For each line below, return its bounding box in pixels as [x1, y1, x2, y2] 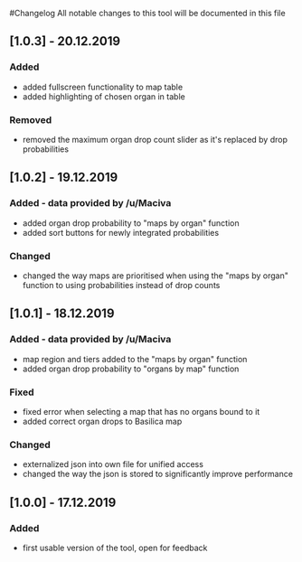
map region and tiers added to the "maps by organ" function [22, 353, 248, 364]
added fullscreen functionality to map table [22, 81, 184, 92]
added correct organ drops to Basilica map [22, 416, 183, 426]
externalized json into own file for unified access [22, 459, 203, 470]
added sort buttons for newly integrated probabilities [22, 227, 220, 238]
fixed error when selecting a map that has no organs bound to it [22, 406, 260, 417]
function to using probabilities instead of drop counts [22, 279, 221, 290]
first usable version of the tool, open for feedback [22, 542, 208, 553]
